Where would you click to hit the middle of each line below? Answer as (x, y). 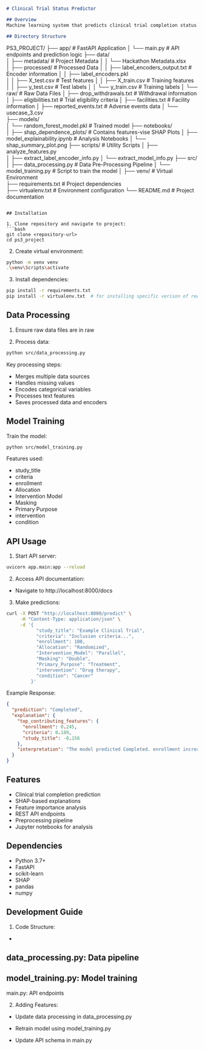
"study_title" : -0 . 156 (51, 738)
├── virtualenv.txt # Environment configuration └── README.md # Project (100, 190)
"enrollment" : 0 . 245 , (50, 727)
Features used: (25, 459)
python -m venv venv (32, 262)
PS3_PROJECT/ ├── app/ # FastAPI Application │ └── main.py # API (93, 48)
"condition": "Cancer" (65, 676)
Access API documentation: (50, 579)
